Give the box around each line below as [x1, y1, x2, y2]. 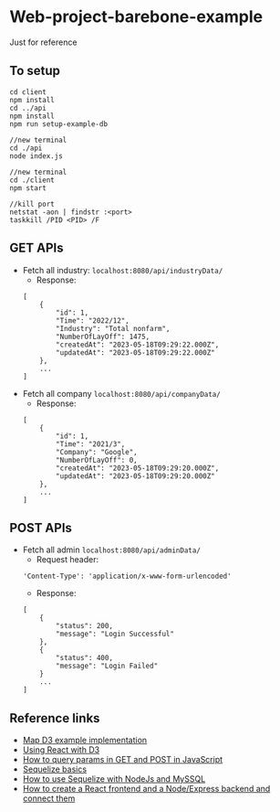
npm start [9, 183, 47, 193]
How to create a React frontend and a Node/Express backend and [22, 784, 271, 795]
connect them [22, 793, 76, 804]
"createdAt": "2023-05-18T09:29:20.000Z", [56, 464, 220, 473]
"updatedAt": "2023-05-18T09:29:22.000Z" [56, 347, 216, 358]
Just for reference [9, 37, 78, 48]
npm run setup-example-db [9, 119, 108, 129]
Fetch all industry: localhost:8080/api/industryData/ [22, 264, 223, 275]
